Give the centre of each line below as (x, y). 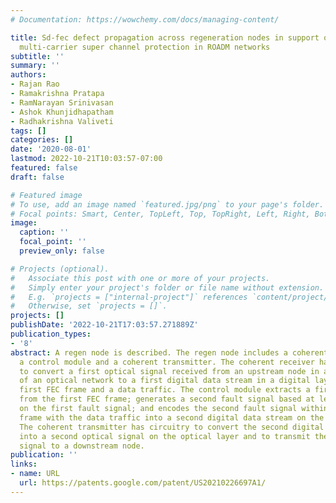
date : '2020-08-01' (51, 149)
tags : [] (28, 131)
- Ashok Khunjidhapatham (62, 112)
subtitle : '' (37, 56)
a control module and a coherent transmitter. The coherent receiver (167, 362)
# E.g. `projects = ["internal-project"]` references (129, 297)
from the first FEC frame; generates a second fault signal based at (167, 399)
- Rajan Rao (35, 84)
